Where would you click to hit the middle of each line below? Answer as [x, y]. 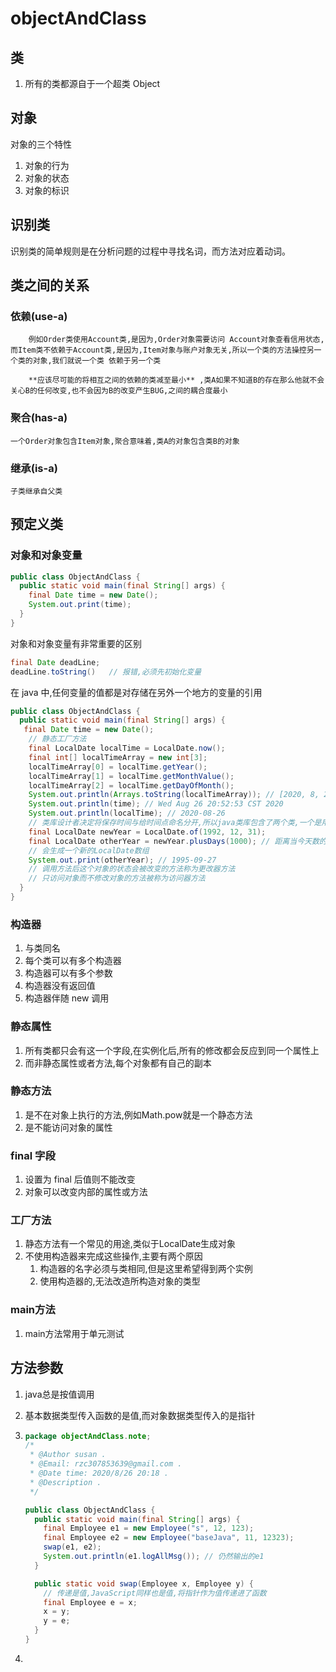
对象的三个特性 [41, 144]
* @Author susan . [68, 1455]
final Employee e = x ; [90, 1602]
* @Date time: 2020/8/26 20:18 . [99, 1473]
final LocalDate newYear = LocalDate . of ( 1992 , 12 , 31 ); [147, 832]
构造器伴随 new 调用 [67, 998]
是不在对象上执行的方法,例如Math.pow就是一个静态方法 [138, 1114]
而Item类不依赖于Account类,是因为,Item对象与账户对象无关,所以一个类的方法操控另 [162, 350]
